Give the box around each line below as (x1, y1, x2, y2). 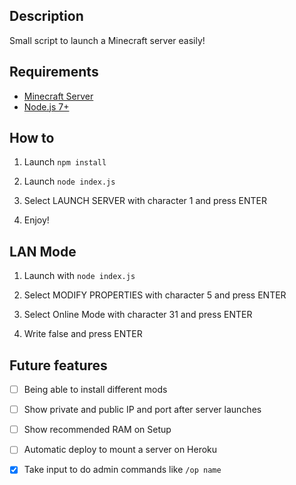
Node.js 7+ (23, 100, 70, 113)
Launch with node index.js (23, 270, 136, 282)
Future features (9, 357, 108, 374)
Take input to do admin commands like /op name (23, 464, 222, 476)
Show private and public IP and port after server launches (23, 404, 262, 416)
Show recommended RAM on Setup (23, 424, 172, 436)
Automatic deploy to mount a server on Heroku (23, 444, 218, 456)
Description (9, 8, 84, 25)
